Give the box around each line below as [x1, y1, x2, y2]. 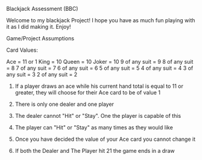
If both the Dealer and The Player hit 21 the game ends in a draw [14, 147, 175, 154]
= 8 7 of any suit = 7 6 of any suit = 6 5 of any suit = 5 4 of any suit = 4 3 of [6, 64, 194, 72]
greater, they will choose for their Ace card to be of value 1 [14, 89, 161, 96]
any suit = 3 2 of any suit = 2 [6, 71, 78, 78]
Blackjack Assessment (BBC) [6, 5, 78, 12]
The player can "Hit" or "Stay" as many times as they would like [14, 124, 173, 131]
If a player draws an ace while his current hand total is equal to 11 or [14, 82, 184, 90]
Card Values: [6, 46, 38, 54]
